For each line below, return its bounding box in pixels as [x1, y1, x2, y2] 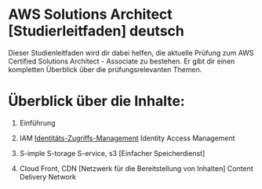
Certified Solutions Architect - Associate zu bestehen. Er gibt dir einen [8, 56, 235, 66]
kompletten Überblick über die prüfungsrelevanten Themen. [8, 64, 202, 74]
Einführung [19, 118, 56, 127]
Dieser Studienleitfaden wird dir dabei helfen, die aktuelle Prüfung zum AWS [8, 48, 254, 57]
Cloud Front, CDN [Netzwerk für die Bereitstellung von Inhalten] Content [19, 163, 253, 173]
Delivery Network [19, 172, 77, 181]
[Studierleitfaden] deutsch [8, 22, 184, 40]
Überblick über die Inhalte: [8, 93, 186, 111]
